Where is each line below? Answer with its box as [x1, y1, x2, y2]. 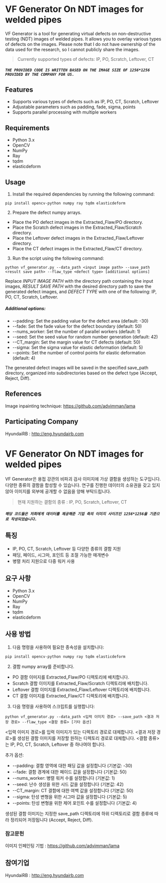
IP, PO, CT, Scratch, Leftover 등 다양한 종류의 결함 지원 [12, 545, 121, 551]
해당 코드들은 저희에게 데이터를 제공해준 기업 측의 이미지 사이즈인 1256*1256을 [5, 512, 148, 517]
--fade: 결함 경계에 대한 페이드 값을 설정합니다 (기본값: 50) [12, 769, 127, 775]
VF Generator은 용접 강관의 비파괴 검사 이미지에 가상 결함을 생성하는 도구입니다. [5, 476, 162, 482]
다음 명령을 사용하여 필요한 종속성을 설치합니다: [12, 644, 104, 650]
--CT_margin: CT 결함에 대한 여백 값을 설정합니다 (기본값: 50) [12, 787, 134, 793]
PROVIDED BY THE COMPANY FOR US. [5, 72, 75, 77]
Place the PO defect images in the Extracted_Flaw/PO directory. [12, 219, 143, 225]
